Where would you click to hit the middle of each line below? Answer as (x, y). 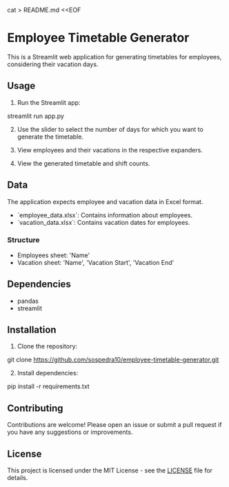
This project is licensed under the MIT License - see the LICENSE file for (110, 470)
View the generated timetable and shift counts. (83, 163)
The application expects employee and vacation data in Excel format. (105, 201)
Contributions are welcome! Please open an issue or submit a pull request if (114, 425)
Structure (23, 240)
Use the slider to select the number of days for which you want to (110, 129)
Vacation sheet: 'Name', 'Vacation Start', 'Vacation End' (96, 262)
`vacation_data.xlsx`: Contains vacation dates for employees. (103, 222)
